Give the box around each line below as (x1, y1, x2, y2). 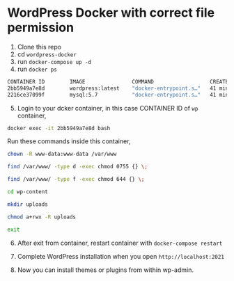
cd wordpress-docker (17, 50, 77, 58)
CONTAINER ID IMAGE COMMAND (7, 78, 155, 85)
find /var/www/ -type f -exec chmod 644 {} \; (7, 176, 145, 183)
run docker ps (17, 65, 57, 73)
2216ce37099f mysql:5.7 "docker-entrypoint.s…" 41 (7, 91, 217, 98)
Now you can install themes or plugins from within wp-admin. (17, 266, 194, 274)
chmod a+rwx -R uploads (7, 214, 77, 220)
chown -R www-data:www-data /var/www (7, 151, 117, 158)
